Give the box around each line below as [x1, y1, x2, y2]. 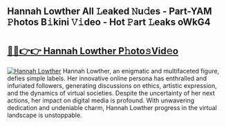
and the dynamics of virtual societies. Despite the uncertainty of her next [7, 89, 216, 97]
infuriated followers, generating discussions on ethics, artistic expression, [7, 82, 217, 89]
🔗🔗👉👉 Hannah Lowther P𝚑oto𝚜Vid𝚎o [7, 45, 178, 57]
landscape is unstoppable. [7, 111, 82, 119]
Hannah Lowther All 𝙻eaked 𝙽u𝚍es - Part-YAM [7, 6, 212, 17]
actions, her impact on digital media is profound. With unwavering [7, 96, 195, 105]
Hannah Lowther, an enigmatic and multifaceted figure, [62, 67, 220, 75]
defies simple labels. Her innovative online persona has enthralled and [7, 74, 207, 82]
